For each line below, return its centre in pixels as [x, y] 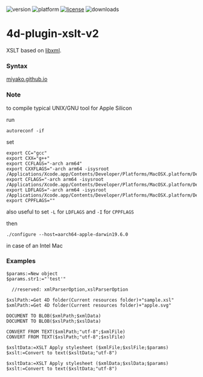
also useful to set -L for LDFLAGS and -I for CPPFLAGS [70, 212]
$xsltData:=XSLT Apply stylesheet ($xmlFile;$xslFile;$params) [88, 347]
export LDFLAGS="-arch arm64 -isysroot [56, 190]
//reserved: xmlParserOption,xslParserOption [70, 290]
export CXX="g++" [28, 158]
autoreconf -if [25, 131]
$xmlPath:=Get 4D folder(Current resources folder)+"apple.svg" [89, 305]
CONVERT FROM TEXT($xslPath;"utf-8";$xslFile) [66, 337]
